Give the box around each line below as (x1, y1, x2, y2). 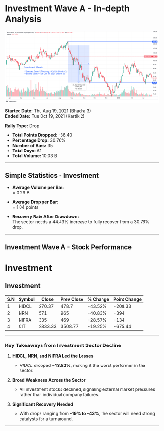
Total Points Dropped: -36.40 (12, 132, 72, 138)
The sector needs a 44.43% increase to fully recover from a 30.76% (12, 219, 150, 225)
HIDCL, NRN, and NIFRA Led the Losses (12, 353, 94, 359)
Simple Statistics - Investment (5, 172, 99, 180)
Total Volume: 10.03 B (12, 152, 57, 159)
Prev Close (61, 296, 84, 302)
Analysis (5, 13, 41, 24)
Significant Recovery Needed (12, 401, 73, 407)
